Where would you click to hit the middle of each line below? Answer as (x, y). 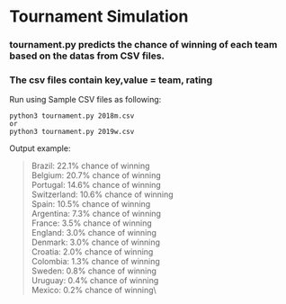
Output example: (40, 148)
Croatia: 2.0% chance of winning (92, 252)
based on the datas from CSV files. (87, 56)
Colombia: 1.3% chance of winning (95, 262)
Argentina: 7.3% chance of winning (96, 214)
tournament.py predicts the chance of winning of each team (143, 45)
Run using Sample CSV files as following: (85, 100)
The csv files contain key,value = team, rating (111, 80)
